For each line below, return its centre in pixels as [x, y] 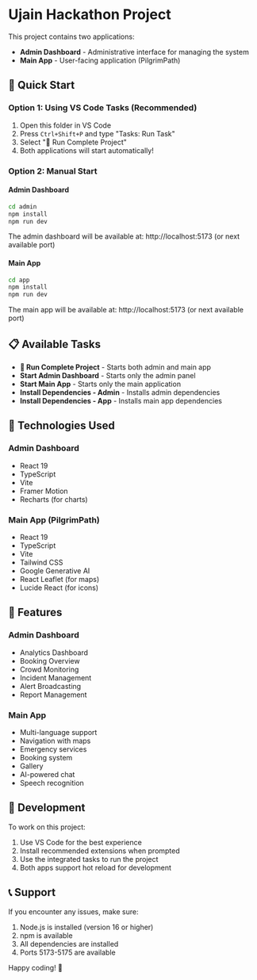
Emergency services [53, 749]
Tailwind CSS [41, 562]
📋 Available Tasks [55, 344]
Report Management [53, 695]
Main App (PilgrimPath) [54, 519]
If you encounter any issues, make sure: [73, 911]
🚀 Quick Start [42, 85]
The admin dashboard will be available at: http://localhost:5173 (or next [124, 236]
